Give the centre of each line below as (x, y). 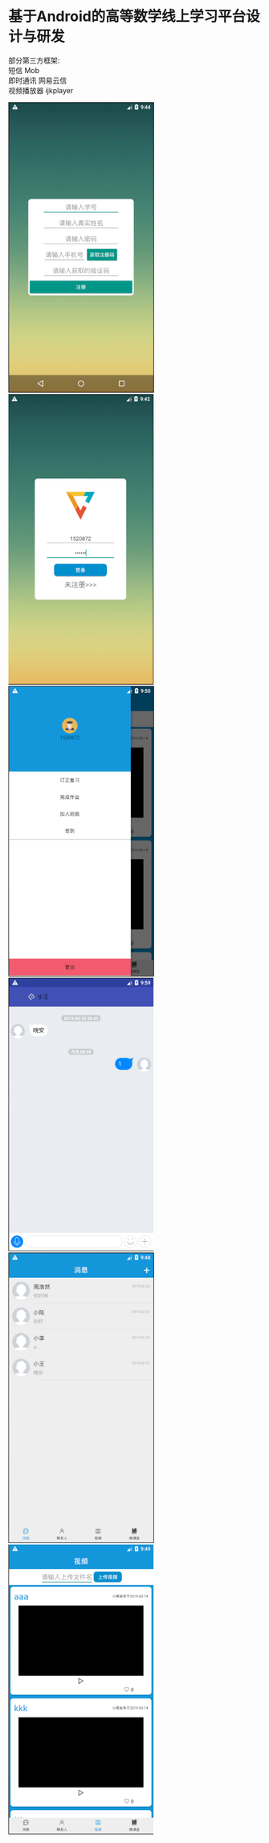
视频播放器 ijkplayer (41, 90)
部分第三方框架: (34, 60)
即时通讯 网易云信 (37, 80)
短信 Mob (24, 70)
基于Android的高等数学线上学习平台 (127, 16)
